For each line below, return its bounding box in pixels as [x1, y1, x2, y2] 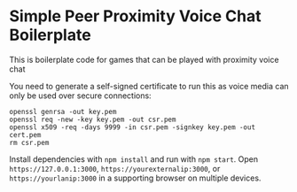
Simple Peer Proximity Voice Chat [9, 6, 262, 27]
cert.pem [9, 130, 42, 139]
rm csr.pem [9, 138, 50, 147]
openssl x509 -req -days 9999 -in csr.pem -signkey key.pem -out [9, 122, 255, 132]
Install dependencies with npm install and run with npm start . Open [9, 153, 259, 165]
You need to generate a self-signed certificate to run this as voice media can [9, 81, 290, 91]
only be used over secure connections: [9, 90, 152, 101]
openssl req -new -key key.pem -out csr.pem [9, 115, 176, 124]
